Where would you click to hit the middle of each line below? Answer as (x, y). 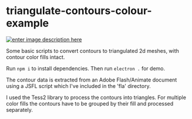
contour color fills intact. (36, 57)
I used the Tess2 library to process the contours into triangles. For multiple (96, 97)
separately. (20, 110)
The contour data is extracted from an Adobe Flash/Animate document (92, 80)
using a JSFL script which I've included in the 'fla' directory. (78, 86)
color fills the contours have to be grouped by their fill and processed (90, 103)
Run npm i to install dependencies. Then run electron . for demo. (86, 68)
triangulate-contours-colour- (79, 11)
